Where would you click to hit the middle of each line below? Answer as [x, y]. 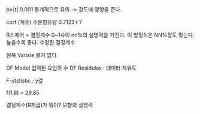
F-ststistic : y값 [25, 81]
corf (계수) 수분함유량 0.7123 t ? [44, 22]
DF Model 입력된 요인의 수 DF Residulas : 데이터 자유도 [72, 68]
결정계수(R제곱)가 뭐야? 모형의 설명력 [50, 105]
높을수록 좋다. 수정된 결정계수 [41, 42]
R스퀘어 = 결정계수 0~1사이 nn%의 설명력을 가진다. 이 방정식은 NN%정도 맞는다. [100, 35]
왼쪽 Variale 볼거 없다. [32, 55]
